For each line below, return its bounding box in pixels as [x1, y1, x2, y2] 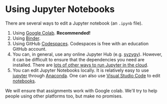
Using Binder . [12, 35, 41, 41]
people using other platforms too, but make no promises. [5, 93, 123, 99]
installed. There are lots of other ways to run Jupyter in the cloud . [12, 62, 148, 68]
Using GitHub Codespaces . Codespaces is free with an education [12, 40, 149, 46]
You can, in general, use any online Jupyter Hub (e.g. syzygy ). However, [12, 51, 162, 57]
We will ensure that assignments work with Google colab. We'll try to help [5, 87, 157, 93]
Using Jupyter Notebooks [5, 4, 115, 15]
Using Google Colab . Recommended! [12, 30, 91, 36]
